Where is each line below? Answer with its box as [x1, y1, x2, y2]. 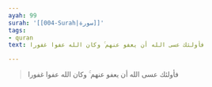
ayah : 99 [8, 11, 37, 20]
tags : [8, 26, 26, 34]
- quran [8, 33, 34, 42]
